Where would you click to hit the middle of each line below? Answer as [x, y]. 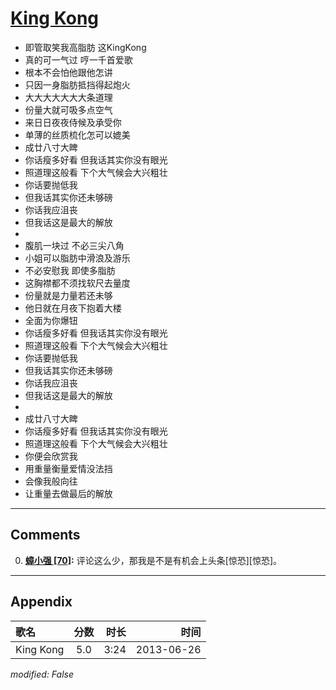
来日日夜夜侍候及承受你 [73, 122]
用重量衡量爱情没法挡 [68, 468]
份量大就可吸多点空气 [68, 109]
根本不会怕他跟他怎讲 [68, 72]
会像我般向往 [51, 481]
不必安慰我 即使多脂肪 [70, 270]
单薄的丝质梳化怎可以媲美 [77, 134]
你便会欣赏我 [51, 456]
